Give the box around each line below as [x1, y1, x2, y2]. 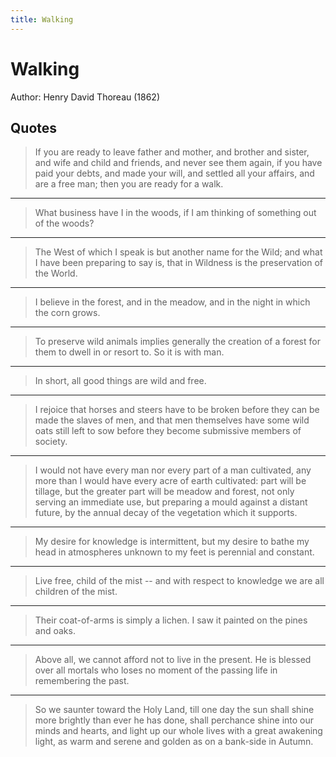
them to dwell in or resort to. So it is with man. [34, 346, 225, 358]
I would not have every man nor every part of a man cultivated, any [34, 464, 312, 476]
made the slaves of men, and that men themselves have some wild [34, 414, 310, 426]
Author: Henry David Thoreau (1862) [10, 91, 161, 103]
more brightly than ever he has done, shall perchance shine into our [34, 714, 315, 726]
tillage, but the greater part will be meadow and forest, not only [34, 486, 295, 498]
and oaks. [34, 625, 76, 637]
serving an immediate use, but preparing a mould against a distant [34, 496, 308, 508]
